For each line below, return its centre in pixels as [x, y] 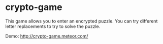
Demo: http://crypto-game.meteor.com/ [47, 36]
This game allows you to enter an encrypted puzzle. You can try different [81, 21]
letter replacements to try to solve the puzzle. [53, 26]
